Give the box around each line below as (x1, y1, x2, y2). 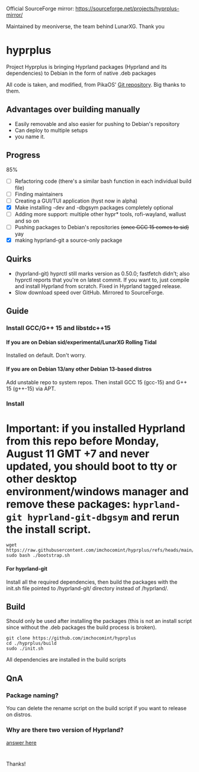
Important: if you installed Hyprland (6, 422, 185, 435)
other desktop (6, 472, 77, 486)
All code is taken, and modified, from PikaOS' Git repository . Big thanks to (6, 81, 186, 88)
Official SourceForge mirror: (6, 5, 75, 12)
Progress (6, 150, 40, 160)
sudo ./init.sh (6, 646, 44, 652)
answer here (6, 739, 37, 746)
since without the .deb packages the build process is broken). (6, 624, 157, 631)
